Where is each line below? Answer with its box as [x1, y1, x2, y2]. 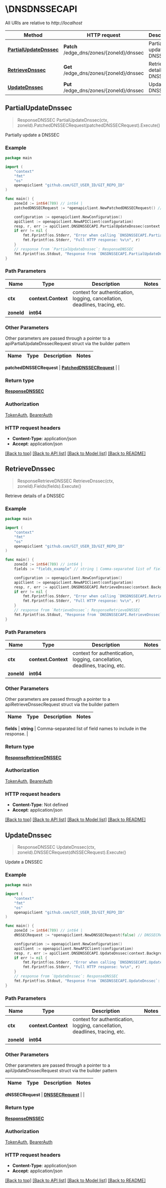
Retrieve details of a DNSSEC [5, 493, 65, 499]
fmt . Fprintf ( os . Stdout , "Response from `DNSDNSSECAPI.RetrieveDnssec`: [14, 612, 165, 617]
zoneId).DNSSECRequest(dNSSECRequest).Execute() [17, 849, 126, 855]
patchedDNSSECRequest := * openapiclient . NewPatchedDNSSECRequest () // [14, 206, 163, 210]
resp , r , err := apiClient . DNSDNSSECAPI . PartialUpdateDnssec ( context [14, 224, 161, 229]
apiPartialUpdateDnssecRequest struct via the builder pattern [5, 341, 130, 347]
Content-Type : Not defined [12, 802, 68, 808]
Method [24, 31, 43, 38]
